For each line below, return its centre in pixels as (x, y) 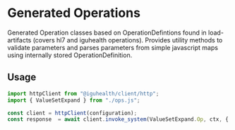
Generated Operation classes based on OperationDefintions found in (107, 32)
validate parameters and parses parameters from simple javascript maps (113, 47)
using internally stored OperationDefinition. (70, 55)
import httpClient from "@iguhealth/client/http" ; (83, 93)
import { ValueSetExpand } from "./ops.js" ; (74, 100)
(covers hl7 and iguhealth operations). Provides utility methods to (128, 40)
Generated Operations (74, 13)
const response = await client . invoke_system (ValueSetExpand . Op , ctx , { (118, 119)
